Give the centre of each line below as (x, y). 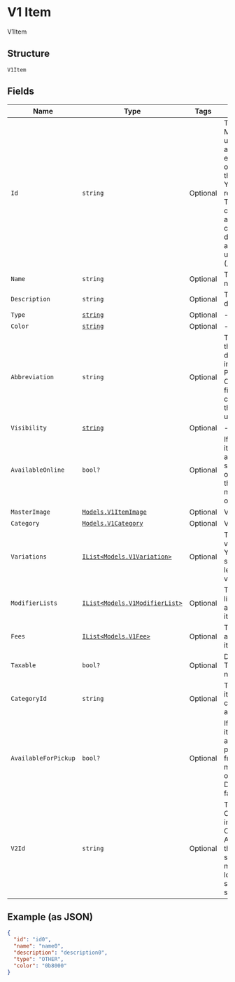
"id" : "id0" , (33, 940)
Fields (21, 91)
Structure (29, 54)
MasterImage (31, 512)
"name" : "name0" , (39, 946)
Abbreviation (33, 377)
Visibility (29, 428)
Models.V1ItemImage (114, 512)
